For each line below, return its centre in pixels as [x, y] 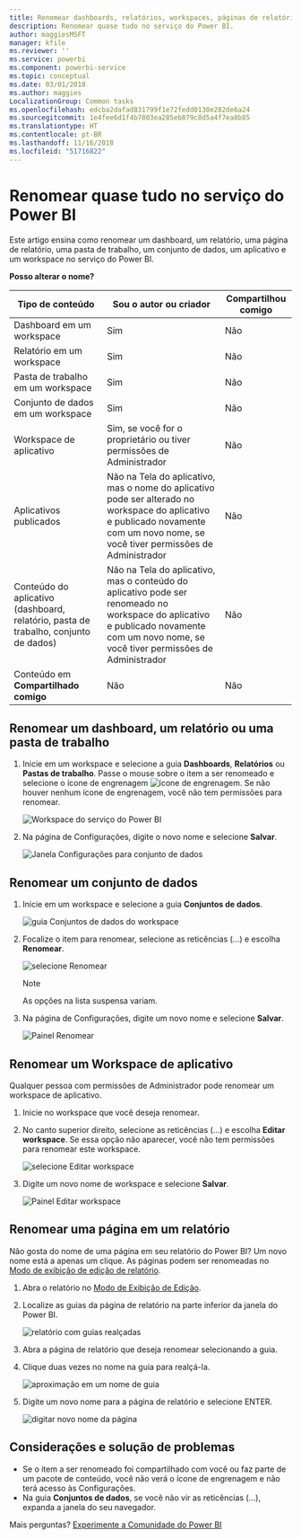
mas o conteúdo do [147, 580]
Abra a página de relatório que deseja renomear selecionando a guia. [150, 1349]
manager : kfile [38, 43]
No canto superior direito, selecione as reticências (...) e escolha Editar [154, 1130]
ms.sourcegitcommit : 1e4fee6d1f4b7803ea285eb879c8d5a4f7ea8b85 [130, 118]
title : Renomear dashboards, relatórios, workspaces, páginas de [133, 18]
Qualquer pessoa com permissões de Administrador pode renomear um [142, 1085]
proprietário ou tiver [149, 439]
